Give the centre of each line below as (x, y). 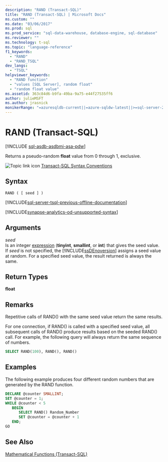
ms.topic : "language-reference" (39, 47)
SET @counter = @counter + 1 (49, 417)
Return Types (27, 277)
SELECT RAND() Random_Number (49, 412)
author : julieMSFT (24, 98)
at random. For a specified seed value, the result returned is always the (78, 256)
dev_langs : (16, 66)
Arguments (23, 228)
